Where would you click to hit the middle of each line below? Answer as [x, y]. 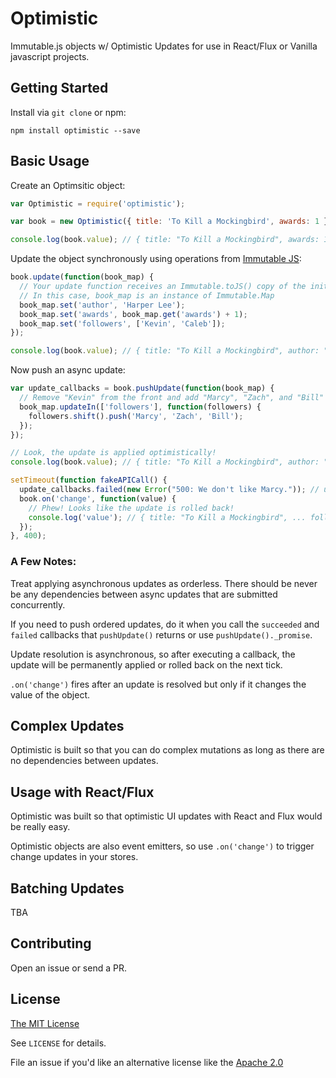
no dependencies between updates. [84, 761]
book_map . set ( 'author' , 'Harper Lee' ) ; [102, 305]
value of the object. [50, 694]
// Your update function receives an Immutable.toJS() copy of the [163, 287]
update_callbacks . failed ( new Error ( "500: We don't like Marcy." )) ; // [169, 490]
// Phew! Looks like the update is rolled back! [131, 508]
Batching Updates [67, 888]
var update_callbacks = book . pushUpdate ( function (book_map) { [142, 388]
